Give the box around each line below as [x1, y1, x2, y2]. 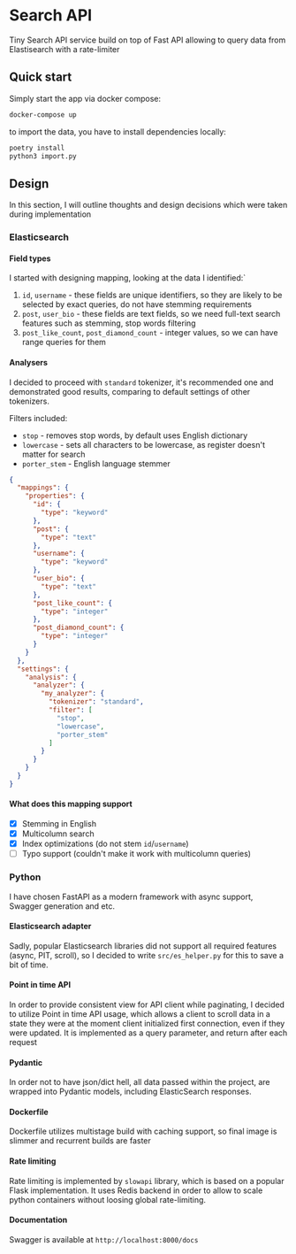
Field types [9, 253, 51, 264]
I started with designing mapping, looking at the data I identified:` [9, 273, 247, 283]
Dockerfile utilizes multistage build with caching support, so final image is [9, 1126, 277, 1137]
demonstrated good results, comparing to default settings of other [9, 386, 251, 396]
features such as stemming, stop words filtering [21, 318, 196, 328]
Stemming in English [21, 818, 97, 828]
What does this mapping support [9, 798, 133, 810]
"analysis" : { [25, 673, 77, 681]
